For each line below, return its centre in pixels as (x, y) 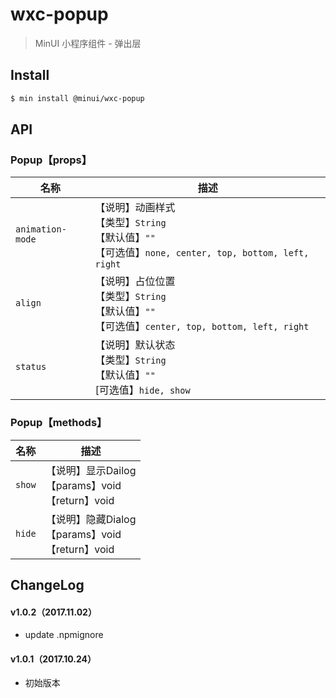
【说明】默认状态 (135, 345)
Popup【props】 (51, 160)
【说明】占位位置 (135, 281)
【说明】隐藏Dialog (91, 519)
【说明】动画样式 (135, 208)
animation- (41, 229)
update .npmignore (64, 635)
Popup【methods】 (59, 423)
